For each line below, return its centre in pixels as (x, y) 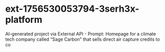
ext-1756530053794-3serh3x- (72, 9)
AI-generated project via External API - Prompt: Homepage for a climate (81, 34)
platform (24, 20)
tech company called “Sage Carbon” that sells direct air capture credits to (83, 39)
